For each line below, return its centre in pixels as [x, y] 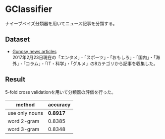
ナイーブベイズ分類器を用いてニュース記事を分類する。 [61, 23]
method [26, 104]
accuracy [59, 104]
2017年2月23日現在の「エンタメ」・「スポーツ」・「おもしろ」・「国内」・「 [84, 57]
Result [15, 80]
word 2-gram [24, 121]
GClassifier [29, 9]
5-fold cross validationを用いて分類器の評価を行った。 [61, 92]
